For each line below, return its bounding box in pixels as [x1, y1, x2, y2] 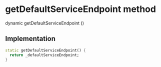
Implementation [5, 34, 56, 43]
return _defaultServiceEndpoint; [9, 52, 79, 57]
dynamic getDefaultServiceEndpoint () [5, 20, 84, 26]
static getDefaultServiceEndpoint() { [5, 47, 86, 53]
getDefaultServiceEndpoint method [5, 3, 156, 15]
